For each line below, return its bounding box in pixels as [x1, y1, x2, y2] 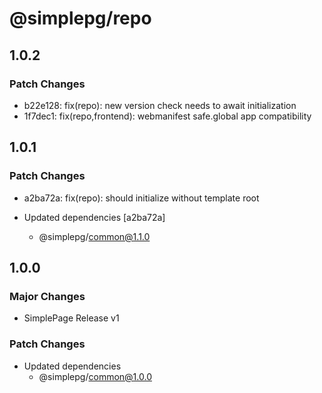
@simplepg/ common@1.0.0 [38, 370, 152, 382]
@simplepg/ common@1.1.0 [38, 230, 151, 242]
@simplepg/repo [9, 7, 152, 30]
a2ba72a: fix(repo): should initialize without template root [23, 192, 260, 204]
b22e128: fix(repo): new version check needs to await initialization [23, 99, 297, 111]
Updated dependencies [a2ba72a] [23, 211, 166, 223]
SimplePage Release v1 [23, 312, 120, 324]
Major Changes [9, 289, 86, 303]
